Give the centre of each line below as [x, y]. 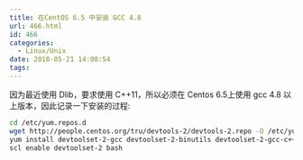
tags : [19, 68]
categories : [32, 43]
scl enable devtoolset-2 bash [66, 148]
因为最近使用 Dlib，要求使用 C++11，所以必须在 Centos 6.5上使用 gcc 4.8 [145, 94]
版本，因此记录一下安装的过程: [73, 105]
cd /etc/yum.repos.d [48, 122]
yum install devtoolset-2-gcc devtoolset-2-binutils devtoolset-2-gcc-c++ [153, 139]
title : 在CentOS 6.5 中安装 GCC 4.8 [75, 18]
